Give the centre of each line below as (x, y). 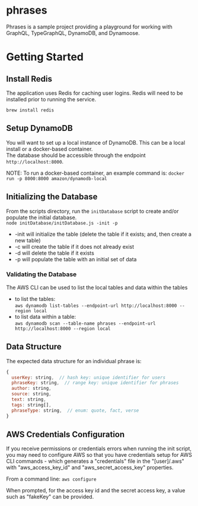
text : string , (29, 400)
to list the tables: (35, 299)
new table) (28, 240)
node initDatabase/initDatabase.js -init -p (62, 223)
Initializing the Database (52, 197)
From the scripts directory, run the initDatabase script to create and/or (92, 211)
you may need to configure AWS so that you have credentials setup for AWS (99, 455)
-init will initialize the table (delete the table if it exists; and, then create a (103, 234)
